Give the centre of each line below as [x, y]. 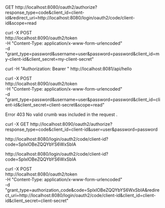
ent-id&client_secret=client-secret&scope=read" [55, 105]
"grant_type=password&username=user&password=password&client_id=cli [83, 100]
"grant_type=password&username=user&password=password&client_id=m [82, 54]
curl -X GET [17, 124]
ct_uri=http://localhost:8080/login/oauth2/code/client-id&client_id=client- [81, 195]
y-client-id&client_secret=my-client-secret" [50, 59]
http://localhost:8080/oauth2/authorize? [56, 7]
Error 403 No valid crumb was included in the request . [61, 114]
